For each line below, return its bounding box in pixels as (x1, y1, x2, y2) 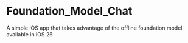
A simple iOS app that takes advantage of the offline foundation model (6, 24, 183, 31)
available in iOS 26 (6, 30, 53, 38)
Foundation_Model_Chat (6, 4, 133, 18)
